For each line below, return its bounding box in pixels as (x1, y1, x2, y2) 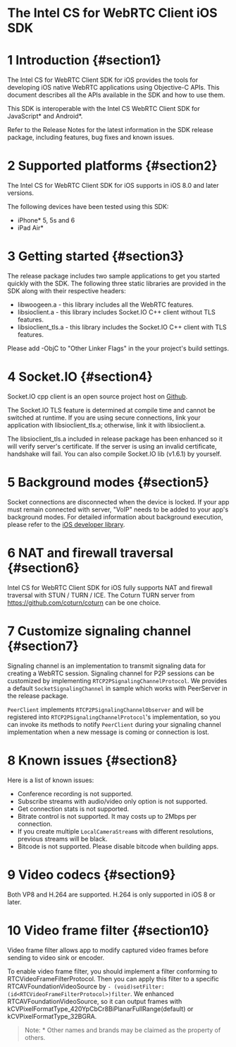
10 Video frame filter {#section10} (7, 922, 210, 938)
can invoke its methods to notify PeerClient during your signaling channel (7, 720, 222, 728)
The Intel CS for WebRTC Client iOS (7, 5, 218, 21)
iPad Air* (17, 224, 44, 232)
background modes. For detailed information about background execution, (7, 512, 223, 521)
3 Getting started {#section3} (7, 249, 185, 264)
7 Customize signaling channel (7, 623, 192, 639)
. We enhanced (130, 989, 174, 998)
